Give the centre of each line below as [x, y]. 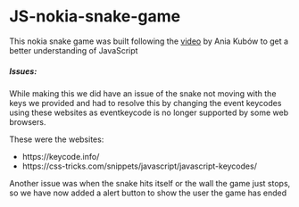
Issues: [23, 71]
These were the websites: [57, 139]
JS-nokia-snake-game [95, 17]
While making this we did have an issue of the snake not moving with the [143, 93]
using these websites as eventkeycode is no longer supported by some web [149, 112]
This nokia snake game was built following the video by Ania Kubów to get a [149, 41]
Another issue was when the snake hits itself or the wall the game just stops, [150, 183]
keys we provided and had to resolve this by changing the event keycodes [145, 103]
